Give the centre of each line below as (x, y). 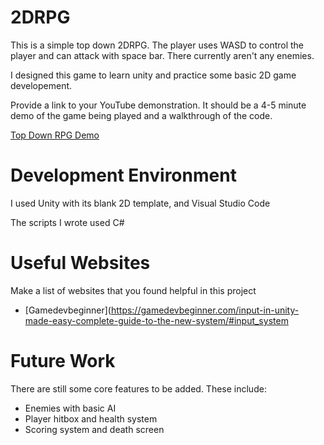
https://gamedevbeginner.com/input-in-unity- (205, 310)
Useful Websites (80, 263)
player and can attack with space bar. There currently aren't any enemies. (162, 55)
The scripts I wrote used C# (67, 222)
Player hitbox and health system (91, 418)
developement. (41, 85)
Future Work (63, 361)
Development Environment (123, 175)
